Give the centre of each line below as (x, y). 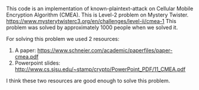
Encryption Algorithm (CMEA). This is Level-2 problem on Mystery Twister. (97, 15)
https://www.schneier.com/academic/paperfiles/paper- (105, 50)
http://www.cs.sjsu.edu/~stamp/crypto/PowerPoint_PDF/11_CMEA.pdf (100, 69)
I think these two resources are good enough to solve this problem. (88, 81)
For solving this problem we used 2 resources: (63, 39)
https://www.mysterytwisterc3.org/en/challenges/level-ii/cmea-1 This (91, 21)
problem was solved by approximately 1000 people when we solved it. (92, 27)
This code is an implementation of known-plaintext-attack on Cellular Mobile (100, 9)
